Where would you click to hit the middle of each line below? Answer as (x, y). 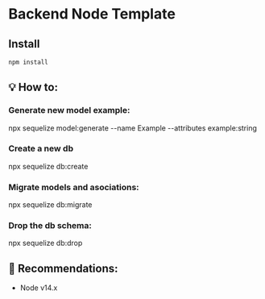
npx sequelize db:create (48, 166)
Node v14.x (39, 288)
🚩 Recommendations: (63, 268)
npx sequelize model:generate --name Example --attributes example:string (133, 128)
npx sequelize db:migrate (50, 205)
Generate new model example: (69, 110)
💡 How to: (33, 87)
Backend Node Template (92, 14)
